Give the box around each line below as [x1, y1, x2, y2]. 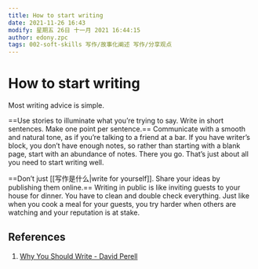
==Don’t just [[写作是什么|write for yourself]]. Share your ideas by [8, 174, 221, 183]
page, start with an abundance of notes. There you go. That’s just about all [8, 149, 249, 159]
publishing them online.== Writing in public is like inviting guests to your [8, 182, 241, 193]
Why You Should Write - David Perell [19, 251, 138, 260]
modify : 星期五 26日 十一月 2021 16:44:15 [8, 26, 141, 34]
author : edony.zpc [8, 33, 68, 42]
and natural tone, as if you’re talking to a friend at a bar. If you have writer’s [8, 133, 251, 142]
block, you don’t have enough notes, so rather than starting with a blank [8, 141, 241, 150]
